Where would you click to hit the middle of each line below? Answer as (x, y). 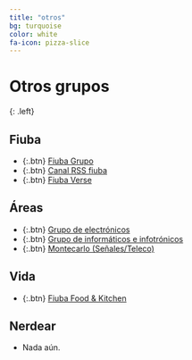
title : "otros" (38, 17)
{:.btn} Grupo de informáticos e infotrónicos (103, 239)
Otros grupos (59, 87)
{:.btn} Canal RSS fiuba (65, 170)
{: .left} (22, 112)
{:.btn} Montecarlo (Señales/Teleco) (88, 248)
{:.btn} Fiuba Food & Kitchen (74, 298)
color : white (33, 34)
